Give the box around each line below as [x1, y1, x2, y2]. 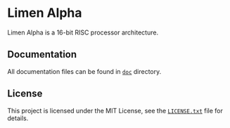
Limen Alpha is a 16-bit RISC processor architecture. [7, 28, 159, 37]
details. [7, 114, 29, 122]
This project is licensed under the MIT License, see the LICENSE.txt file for [7, 106, 223, 115]
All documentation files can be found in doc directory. [7, 67, 162, 75]
